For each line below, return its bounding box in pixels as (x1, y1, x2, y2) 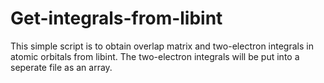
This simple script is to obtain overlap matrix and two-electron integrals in (10, 40, 314, 52)
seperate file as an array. (10, 61, 113, 73)
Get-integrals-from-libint (10, 7, 223, 30)
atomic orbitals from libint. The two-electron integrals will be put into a (10, 50, 300, 62)
